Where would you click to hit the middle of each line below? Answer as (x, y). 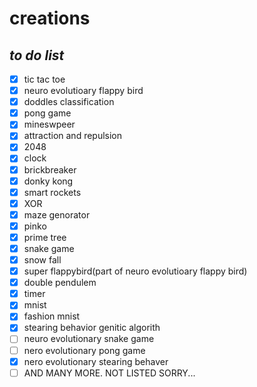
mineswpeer (49, 124)
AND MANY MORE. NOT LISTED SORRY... (109, 373)
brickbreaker (50, 169)
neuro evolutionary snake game (89, 339)
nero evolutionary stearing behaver (96, 361)
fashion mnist (52, 316)
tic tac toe (44, 79)
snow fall (42, 260)
